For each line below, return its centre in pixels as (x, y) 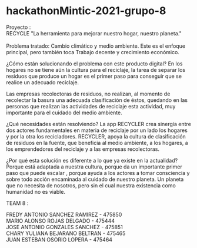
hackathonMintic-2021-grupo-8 (86, 11)
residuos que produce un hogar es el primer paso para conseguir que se (94, 76)
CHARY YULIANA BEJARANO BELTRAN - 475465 (66, 233)
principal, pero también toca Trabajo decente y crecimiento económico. (93, 52)
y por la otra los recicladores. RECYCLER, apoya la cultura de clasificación (96, 136)
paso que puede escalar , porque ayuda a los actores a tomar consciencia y (98, 173)
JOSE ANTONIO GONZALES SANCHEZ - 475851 (65, 227)
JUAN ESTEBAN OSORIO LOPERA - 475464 (59, 239)
